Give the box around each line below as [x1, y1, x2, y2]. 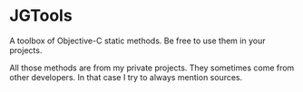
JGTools [9, 5, 73, 26]
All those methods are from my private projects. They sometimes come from [9, 62, 295, 73]
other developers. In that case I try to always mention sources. [9, 71, 243, 82]
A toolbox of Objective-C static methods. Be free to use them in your [9, 35, 266, 46]
